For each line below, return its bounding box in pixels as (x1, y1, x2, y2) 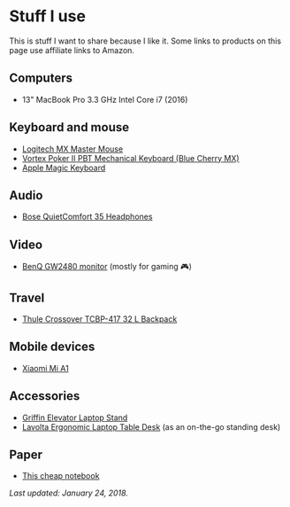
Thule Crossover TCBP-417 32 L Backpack (21, 314, 178, 324)
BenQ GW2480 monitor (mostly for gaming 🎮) (21, 261, 193, 272)
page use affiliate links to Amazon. (9, 44, 135, 55)
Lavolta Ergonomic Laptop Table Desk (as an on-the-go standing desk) (21, 421, 281, 432)
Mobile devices (9, 339, 95, 355)
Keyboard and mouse (9, 120, 130, 135)
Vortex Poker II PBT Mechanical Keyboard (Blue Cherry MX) (21, 152, 240, 163)
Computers (9, 71, 73, 86)
